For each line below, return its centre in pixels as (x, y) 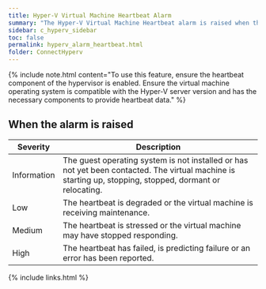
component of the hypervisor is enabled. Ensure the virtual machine (119, 83)
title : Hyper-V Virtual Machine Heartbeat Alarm (90, 15)
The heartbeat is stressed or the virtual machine (152, 225)
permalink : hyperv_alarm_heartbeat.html (76, 45)
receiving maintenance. (106, 212)
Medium (27, 230)
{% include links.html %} (48, 277)
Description (158, 147)
